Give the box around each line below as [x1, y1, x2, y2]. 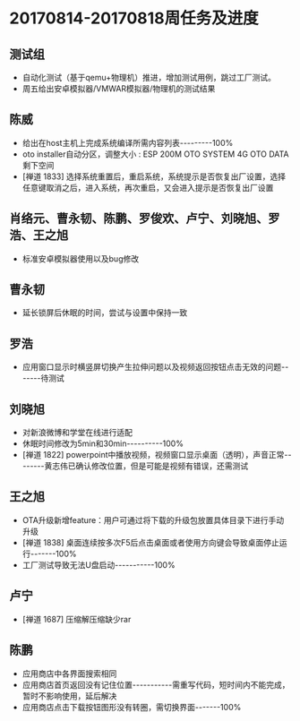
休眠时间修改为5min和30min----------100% [21, 438, 184, 449]
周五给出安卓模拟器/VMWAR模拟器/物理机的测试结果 [21, 83, 216, 94]
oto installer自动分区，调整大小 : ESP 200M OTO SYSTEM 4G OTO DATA [21, 149, 289, 159]
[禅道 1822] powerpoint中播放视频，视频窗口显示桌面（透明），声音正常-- [21, 450, 292, 460]
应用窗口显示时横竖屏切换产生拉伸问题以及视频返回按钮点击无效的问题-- [21, 362, 289, 373]
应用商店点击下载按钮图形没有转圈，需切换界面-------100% [21, 701, 242, 712]
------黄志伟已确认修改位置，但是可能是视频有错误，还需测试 [21, 460, 249, 471]
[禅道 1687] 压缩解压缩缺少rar [21, 614, 132, 624]
